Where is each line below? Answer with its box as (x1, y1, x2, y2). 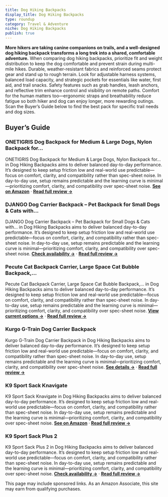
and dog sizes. (5, 109, 36, 115)
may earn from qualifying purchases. (5, 486, 82, 492)
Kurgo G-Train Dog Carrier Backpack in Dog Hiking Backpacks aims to (5, 337, 150, 343)
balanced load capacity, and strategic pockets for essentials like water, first (5, 77, 161, 83)
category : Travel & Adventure (5, 21, 69, 27)
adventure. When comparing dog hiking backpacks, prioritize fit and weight (5, 55, 162, 61)
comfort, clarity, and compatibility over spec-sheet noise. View (28, 308, 159, 314)
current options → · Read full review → (5, 313, 87, 319)
